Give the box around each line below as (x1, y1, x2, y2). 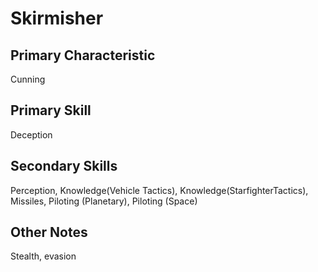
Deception (10, 128, 53, 141)
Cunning (10, 73, 46, 85)
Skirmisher (10, 7, 104, 30)
